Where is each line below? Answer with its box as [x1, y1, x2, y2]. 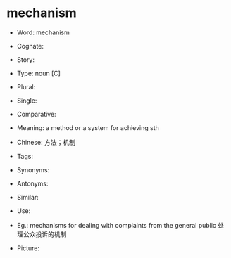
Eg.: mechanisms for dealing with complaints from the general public [16, 221, 216, 229]
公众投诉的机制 [23, 230, 67, 238]
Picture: [16, 244, 40, 252]
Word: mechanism [16, 28, 70, 37]
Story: [16, 55, 35, 64]
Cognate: [16, 41, 44, 50]
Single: [16, 96, 37, 105]
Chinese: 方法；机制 [16, 138, 75, 146]
